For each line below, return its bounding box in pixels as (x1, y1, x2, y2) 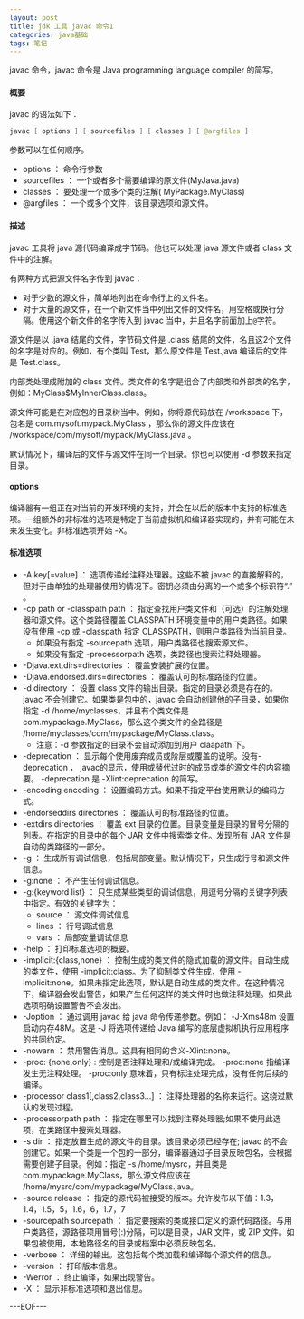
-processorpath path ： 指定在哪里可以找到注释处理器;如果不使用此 (22, 1112, 273, 1124)
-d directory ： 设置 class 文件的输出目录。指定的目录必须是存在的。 (22, 682, 278, 693)
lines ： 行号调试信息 (35, 920, 115, 931)
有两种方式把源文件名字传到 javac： (9, 273, 143, 284)
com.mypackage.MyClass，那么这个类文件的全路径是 (22, 716, 223, 727)
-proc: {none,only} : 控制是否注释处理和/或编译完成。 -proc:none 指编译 (22, 1056, 290, 1067)
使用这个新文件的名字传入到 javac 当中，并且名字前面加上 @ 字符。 (38, 315, 281, 325)
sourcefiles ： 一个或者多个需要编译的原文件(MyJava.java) (22, 175, 240, 186)
